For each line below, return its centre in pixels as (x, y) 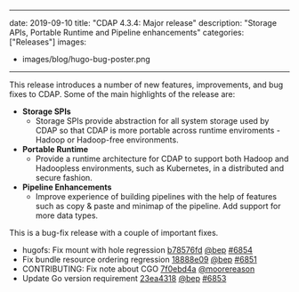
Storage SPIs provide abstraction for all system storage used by (152, 121)
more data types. (67, 215)
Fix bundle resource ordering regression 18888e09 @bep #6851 (140, 260)
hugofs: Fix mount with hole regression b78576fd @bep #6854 (137, 250)
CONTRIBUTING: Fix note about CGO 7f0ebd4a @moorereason (138, 269)
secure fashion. (64, 178)
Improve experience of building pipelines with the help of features (156, 196)
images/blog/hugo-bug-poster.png (86, 59)
